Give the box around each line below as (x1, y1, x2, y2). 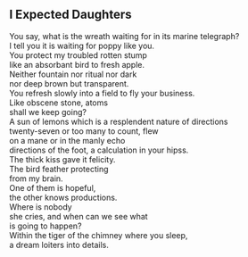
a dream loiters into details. (9, 239, 110, 250)
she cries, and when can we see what (9, 211, 149, 221)
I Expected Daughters (9, 7, 132, 22)
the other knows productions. (9, 192, 118, 203)
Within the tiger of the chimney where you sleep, (9, 229, 188, 240)
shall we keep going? (9, 106, 87, 117)
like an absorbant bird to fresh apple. (9, 59, 145, 70)
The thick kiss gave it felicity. (9, 153, 116, 164)
